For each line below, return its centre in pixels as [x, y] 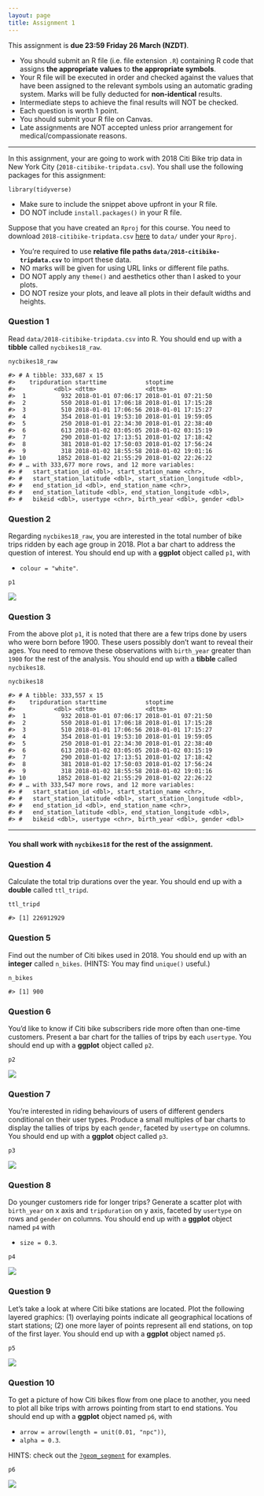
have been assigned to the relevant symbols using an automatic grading [136, 85]
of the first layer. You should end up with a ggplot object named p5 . [117, 1333]
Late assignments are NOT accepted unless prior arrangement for [126, 127]
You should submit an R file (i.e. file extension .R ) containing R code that [136, 61]
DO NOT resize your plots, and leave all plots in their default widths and [135, 293]
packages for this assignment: [57, 175]
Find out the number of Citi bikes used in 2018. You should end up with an [128, 955]
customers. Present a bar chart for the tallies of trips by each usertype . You [130, 1037]
